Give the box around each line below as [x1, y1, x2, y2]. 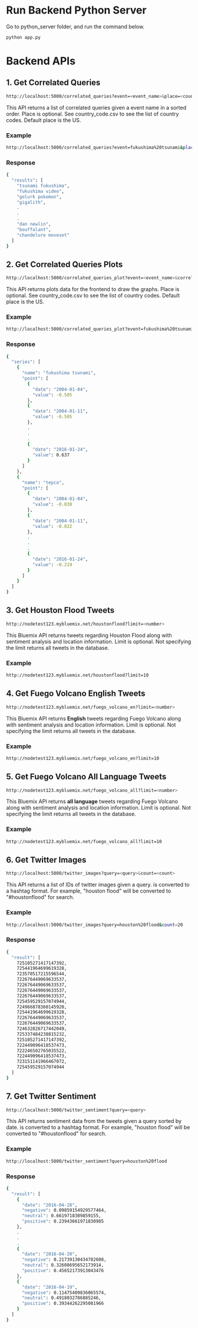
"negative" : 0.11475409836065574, [21, 1290, 107, 1296]
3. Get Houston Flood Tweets [6, 605, 115, 616]
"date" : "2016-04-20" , [21, 1251, 78, 1257]
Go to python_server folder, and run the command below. [6, 23, 145, 30]
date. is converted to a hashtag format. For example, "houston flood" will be [6, 1124, 190, 1131]
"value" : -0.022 [32, 523, 72, 529]
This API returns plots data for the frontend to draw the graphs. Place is [6, 286, 180, 293]
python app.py [6, 34, 41, 40]
